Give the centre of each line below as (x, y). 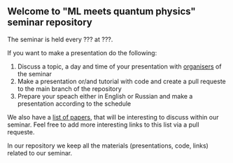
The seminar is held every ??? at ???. (60, 39)
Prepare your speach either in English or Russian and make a (105, 96)
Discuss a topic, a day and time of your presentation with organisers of (119, 66)
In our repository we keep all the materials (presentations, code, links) (108, 146)
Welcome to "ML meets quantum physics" (101, 12)
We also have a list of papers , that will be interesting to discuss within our (113, 117)
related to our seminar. (40, 153)
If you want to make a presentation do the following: (82, 52)
